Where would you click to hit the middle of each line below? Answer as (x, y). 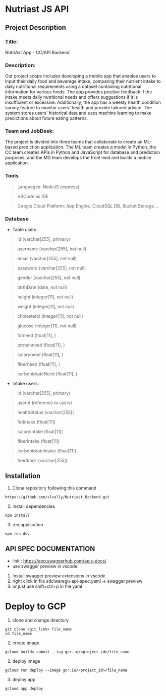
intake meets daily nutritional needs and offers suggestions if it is (72, 97)
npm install (17, 515)
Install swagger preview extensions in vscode (59, 576)
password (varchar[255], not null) (52, 268)
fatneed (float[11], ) (36, 336)
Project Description (36, 28)
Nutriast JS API (37, 9)
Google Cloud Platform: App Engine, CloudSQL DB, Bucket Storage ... (88, 206)
